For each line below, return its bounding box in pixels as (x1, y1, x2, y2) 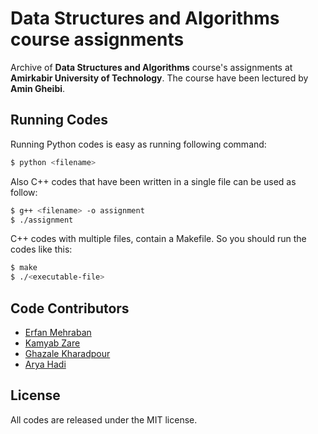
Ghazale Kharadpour (24, 347, 111, 359)
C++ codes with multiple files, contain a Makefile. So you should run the (10, 233, 307, 245)
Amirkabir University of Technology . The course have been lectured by (10, 72, 309, 84)
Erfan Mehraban (24, 326, 92, 338)
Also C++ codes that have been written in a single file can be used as (10, 175, 297, 187)
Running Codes (10, 112, 108, 129)
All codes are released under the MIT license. (10, 413, 198, 426)
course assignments (10, 28, 185, 51)
